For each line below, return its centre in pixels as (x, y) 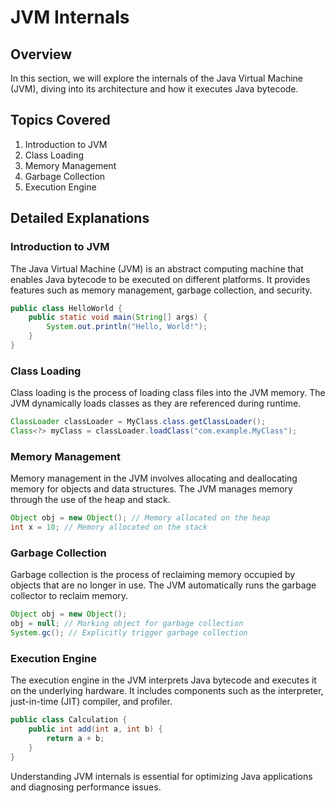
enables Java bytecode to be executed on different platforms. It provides (160, 279)
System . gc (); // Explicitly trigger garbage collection (129, 633)
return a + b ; (75, 738)
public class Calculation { (69, 720)
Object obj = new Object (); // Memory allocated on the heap (140, 518)
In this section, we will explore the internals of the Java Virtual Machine (157, 78)
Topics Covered (60, 120)
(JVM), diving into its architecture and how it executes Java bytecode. (154, 89)
